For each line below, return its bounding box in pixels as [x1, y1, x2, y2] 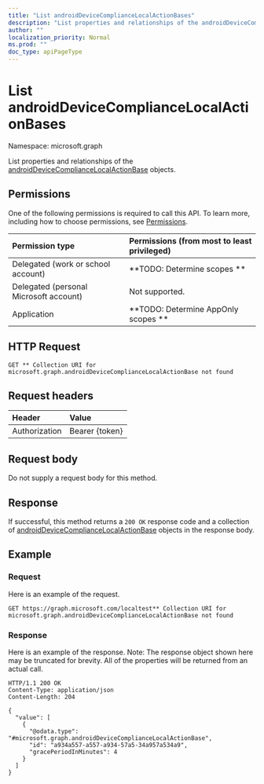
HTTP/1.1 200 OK [8, 679, 61, 687]
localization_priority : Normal [8, 33, 111, 42]
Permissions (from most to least [129, 235, 252, 246]
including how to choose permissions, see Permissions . [8, 217, 189, 226]
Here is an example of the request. [8, 589, 120, 599]
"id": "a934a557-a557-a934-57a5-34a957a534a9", [28, 741, 189, 749]
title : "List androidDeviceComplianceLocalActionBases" [8, 11, 195, 20]
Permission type [12, 240, 75, 251]
